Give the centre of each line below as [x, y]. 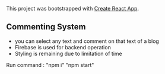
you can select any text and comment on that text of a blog [87, 41]
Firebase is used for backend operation [63, 47]
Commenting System [46, 27]
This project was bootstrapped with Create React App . [73, 9]
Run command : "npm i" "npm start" [50, 65]
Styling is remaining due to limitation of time [69, 53]
